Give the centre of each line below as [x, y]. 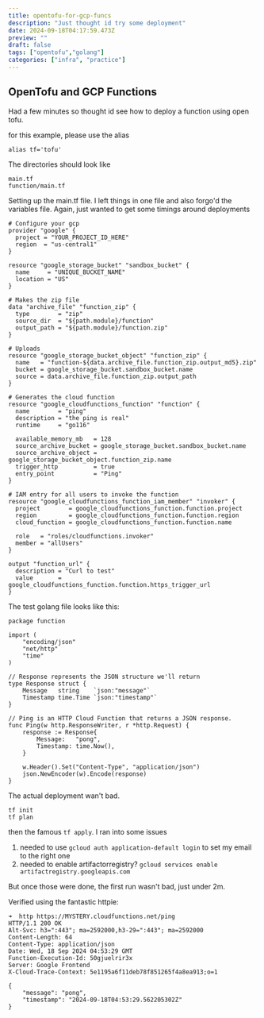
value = [38, 578]
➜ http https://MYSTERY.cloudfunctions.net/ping [92, 916]
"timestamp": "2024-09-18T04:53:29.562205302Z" [102, 1000]
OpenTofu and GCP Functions [82, 92]
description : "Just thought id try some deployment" [97, 23]
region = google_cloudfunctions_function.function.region [127, 515]
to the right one [45, 855]
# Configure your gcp [44, 223]
